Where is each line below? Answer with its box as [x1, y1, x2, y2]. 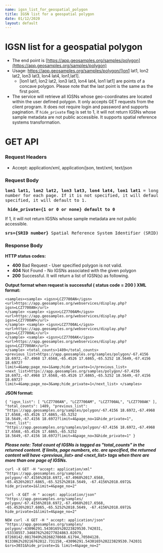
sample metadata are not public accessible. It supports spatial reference [12, 114, 157, 120]
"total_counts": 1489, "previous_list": [5, 404, 88, 409]
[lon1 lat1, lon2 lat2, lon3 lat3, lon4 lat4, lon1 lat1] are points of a [19, 78, 145, 84]
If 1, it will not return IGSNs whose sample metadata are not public [5, 215, 137, 221]
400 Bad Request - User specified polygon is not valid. [12, 262, 122, 268]
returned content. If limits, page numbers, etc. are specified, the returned [5, 447, 156, 453]
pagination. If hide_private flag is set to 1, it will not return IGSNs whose [12, 109, 156, 115]
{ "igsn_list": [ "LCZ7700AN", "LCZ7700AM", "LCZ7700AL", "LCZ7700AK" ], [5, 400, 158, 405]
